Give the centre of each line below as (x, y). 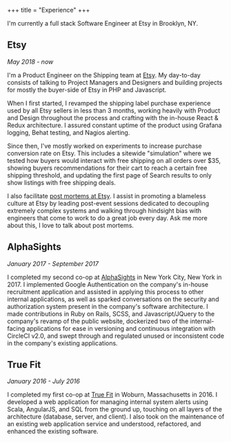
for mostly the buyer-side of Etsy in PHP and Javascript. (87, 90)
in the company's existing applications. (63, 343)
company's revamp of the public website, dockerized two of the (98, 321)
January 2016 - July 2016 (44, 381)
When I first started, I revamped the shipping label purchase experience (109, 103)
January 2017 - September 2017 (53, 263)
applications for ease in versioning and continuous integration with (121, 328)
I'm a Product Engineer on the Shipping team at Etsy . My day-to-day (104, 75)
